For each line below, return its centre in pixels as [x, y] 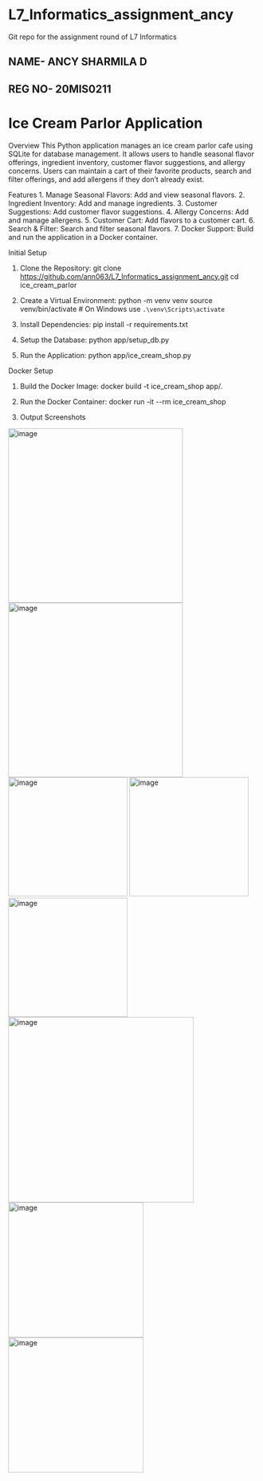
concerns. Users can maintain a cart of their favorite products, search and [130, 171]
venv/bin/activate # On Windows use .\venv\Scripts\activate [122, 309]
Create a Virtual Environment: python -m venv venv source [116, 300]
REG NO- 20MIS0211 [60, 89]
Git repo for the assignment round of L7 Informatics [92, 37]
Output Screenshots [53, 417]
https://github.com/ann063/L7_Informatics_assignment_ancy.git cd [129, 276]
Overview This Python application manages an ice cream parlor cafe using [131, 145]
